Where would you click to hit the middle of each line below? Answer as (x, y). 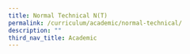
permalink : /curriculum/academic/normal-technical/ (95, 23)
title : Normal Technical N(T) (58, 15)
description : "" (35, 30)
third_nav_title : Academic (53, 38)
